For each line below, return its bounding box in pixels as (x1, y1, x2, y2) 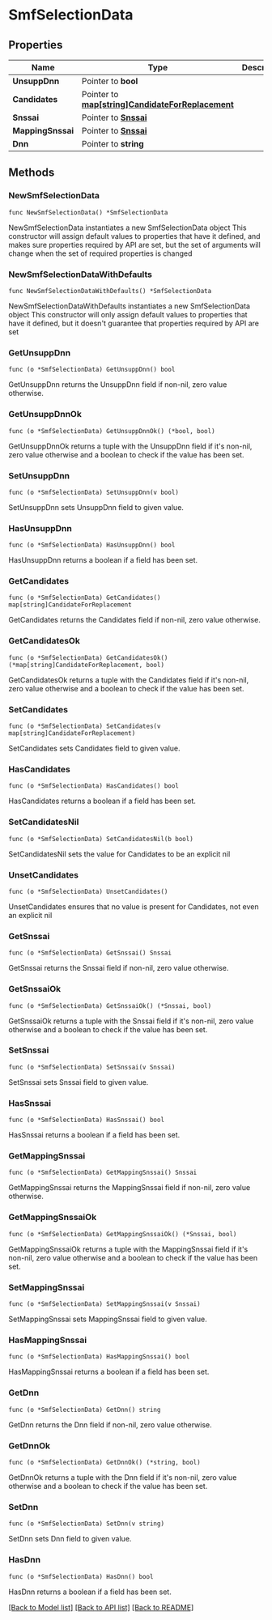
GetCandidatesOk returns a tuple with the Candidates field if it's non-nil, (8, 674, 249, 685)
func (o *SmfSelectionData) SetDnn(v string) (8, 1520, 164, 1528)
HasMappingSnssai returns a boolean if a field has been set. (8, 1367, 210, 1377)
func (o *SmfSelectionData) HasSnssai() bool (8, 1116, 164, 1125)
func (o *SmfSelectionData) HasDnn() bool (8, 1572, 154, 1580)
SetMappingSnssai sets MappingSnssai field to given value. (8, 1314, 208, 1324)
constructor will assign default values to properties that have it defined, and (8, 231, 261, 240)
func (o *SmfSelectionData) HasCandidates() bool (8, 782, 180, 790)
